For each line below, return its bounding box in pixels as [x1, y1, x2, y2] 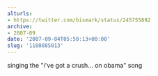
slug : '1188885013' [7, 42, 64, 49]
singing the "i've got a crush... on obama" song [7, 61, 143, 69]
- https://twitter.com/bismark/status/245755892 [7, 17, 151, 23]
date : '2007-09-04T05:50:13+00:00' [7, 36, 111, 43]
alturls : [7, 10, 33, 17]
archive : [7, 23, 33, 30]
